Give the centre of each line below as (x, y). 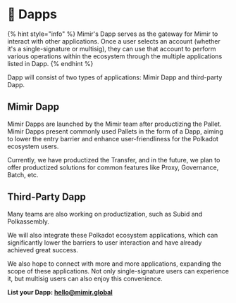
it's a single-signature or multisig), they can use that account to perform (112, 49)
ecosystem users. (33, 146)
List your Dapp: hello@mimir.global (60, 292)
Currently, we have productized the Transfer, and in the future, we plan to (114, 160)
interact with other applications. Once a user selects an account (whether (114, 41)
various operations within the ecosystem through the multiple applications (115, 56)
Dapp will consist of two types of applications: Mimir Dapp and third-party (115, 77)
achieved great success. (43, 250)
